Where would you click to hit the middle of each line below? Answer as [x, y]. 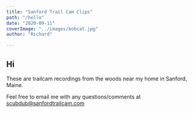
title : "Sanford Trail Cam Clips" [50, 12]
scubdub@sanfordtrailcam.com [46, 103]
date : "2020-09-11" [31, 23]
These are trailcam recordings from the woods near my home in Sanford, [97, 79]
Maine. [15, 85]
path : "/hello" [25, 18]
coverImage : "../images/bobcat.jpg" [52, 29]
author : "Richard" [29, 34]
